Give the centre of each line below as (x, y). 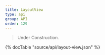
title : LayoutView (24, 10)
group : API (16, 19)
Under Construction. (38, 38)
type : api (15, 14)
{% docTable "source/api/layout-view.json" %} (53, 47)
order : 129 (16, 24)
